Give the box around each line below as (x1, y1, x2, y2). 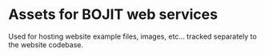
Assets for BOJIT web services (8, 6, 219, 24)
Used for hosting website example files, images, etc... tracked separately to (8, 32, 258, 41)
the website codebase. (8, 39, 84, 49)
